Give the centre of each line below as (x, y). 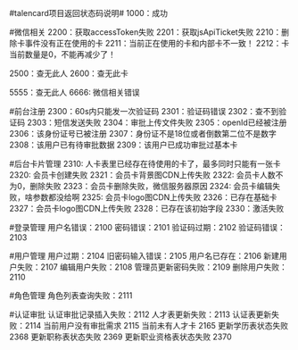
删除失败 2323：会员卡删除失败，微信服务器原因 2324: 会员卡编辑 (151, 186)
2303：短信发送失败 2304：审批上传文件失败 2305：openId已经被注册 (157, 122)
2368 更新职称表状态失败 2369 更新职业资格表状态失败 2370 (120, 337)
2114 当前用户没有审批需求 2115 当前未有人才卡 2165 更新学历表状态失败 (157, 325)
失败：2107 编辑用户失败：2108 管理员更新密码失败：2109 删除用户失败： (152, 267)
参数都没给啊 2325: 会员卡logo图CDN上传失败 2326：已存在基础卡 (155, 197)
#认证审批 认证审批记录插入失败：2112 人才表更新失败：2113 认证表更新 (141, 314)
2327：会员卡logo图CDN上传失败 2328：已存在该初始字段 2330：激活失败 (147, 208)
